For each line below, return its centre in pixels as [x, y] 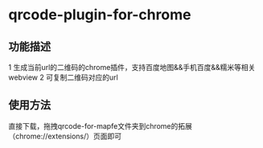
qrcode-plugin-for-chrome [100, 15]
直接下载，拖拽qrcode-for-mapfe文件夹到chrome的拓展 [101, 125]
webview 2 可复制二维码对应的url [63, 77]
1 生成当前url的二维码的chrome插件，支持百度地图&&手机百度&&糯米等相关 [132, 67]
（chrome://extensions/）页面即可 [65, 136]
